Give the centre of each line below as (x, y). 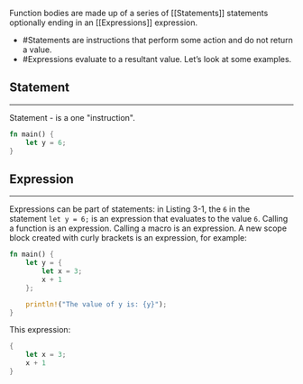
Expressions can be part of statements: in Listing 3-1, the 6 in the (130, 209)
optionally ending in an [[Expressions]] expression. (104, 23)
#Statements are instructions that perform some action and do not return (157, 40)
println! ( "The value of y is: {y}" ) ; (96, 304)
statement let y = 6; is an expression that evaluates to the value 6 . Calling (149, 219)
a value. (37, 50)
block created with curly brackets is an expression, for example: (128, 238)
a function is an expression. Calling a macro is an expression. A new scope (148, 228)
